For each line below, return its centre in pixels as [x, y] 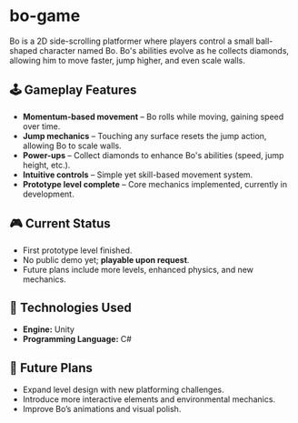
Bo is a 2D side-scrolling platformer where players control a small [132, 41]
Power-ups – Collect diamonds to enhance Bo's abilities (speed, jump [153, 155]
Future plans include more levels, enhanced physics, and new [138, 269]
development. [48, 194]
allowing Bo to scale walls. [72, 146]
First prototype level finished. [77, 250]
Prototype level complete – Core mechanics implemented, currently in [155, 184]
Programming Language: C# [77, 339]
